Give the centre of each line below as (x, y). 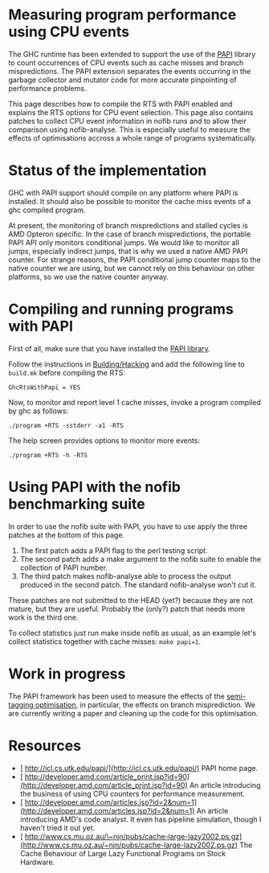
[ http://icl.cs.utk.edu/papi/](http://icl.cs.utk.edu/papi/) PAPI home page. (139, 768)
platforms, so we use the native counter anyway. (88, 277)
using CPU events (69, 32)
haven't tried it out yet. (57, 828)
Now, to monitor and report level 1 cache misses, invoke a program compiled (134, 402)
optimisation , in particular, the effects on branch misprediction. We (145, 704)
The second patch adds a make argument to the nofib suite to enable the (141, 559)
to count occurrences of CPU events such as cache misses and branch (126, 63)
